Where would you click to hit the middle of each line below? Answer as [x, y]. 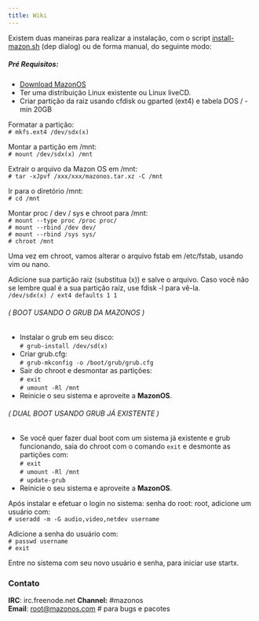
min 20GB [36, 109]
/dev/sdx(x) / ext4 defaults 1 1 [63, 295]
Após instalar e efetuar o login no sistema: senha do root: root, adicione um [129, 503]
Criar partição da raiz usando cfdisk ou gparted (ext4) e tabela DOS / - [134, 101]
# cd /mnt [24, 198]
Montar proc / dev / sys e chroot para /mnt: [78, 213]
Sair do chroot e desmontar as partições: [86, 370]
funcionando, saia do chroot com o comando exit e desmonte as [125, 446]
